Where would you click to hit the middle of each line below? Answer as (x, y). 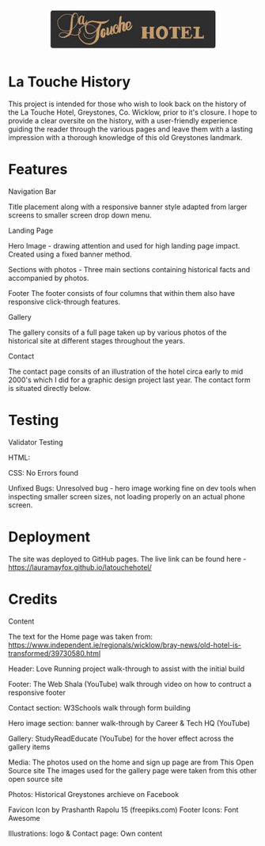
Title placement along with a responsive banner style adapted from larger (128, 207)
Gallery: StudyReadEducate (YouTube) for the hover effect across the (121, 738)
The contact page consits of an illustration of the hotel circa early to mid (126, 372)
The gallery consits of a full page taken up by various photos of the (117, 332)
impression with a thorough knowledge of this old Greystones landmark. (125, 138)
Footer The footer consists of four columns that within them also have (122, 294)
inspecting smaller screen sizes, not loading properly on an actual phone (127, 497)
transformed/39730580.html (55, 653)
